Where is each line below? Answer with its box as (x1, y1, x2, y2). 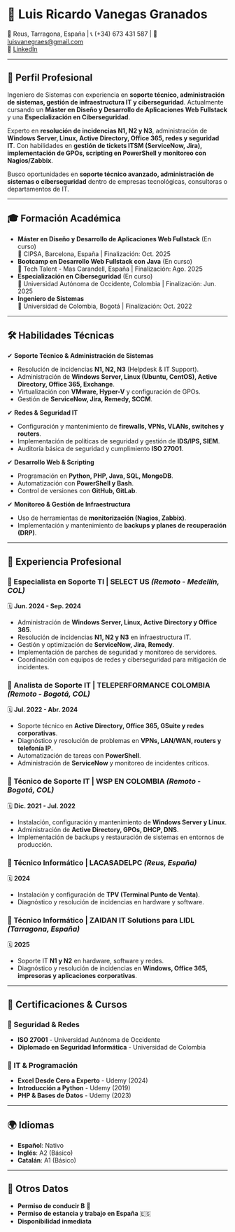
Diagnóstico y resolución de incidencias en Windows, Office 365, (17, 964, 208, 972)
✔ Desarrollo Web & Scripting (7, 458, 94, 467)
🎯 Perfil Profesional (7, 72, 93, 83)
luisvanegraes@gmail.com (7, 37, 84, 46)
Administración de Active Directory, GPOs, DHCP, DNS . (17, 825, 179, 833)
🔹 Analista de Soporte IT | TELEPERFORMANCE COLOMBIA (7, 680, 211, 690)
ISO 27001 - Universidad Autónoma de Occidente (17, 1035, 161, 1044)
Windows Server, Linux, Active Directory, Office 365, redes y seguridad (7, 133, 220, 142)
